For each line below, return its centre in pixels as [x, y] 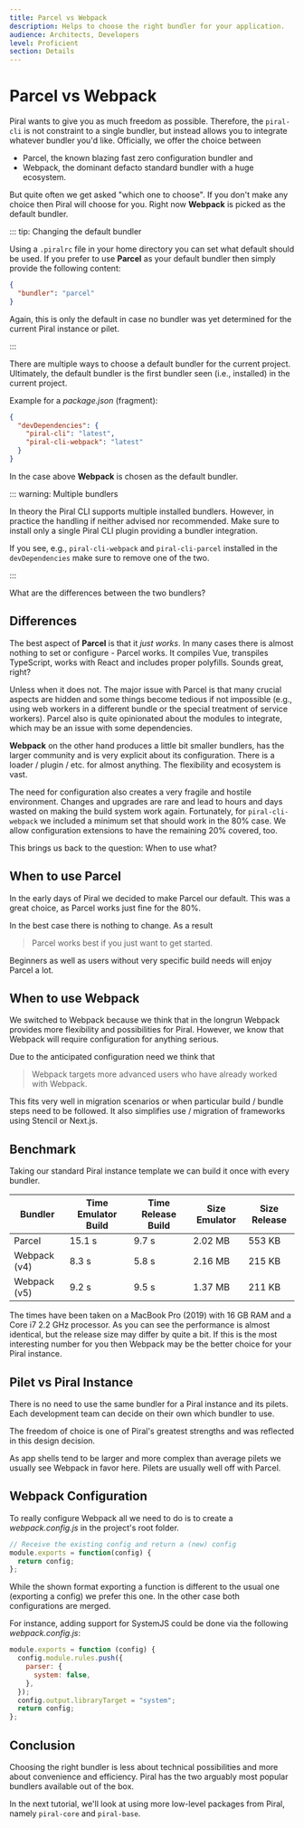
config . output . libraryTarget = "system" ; [97, 1700]
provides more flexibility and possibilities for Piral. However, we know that [147, 1030]
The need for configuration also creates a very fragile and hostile [130, 792]
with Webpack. [59, 1084]
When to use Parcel [66, 876]
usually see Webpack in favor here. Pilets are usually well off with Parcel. [145, 1468]
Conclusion [43, 1745]
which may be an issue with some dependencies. [101, 728]
